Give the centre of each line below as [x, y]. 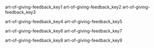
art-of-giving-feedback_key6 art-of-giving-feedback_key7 [64, 31]
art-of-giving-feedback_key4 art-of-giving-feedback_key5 [64, 22]
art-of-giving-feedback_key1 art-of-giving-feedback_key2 [63, 7]
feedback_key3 [20, 12]
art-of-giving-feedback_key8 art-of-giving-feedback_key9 [64, 40]
